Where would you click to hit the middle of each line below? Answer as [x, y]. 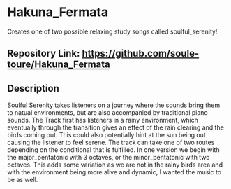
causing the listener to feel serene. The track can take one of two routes [111, 142]
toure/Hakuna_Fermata [59, 65]
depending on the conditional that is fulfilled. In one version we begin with [113, 150]
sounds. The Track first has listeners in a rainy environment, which [103, 120]
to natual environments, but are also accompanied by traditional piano [107, 113]
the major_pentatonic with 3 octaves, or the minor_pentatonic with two [109, 157]
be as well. [23, 180]
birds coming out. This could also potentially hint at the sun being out [106, 135]
